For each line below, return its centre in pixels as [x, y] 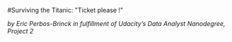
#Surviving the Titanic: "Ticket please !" [65, 10]
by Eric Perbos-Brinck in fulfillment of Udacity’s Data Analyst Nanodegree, [116, 23]
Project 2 [21, 31]
